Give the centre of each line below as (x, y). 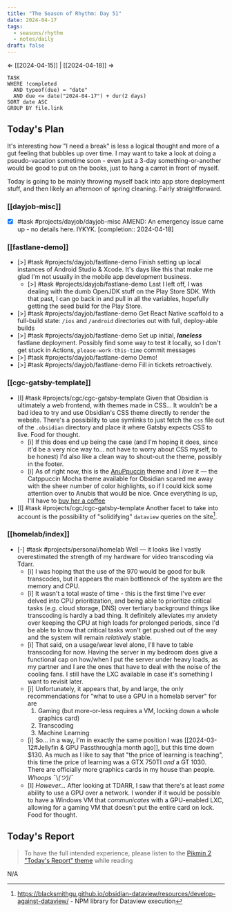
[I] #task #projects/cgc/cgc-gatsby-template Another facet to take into (118, 507)
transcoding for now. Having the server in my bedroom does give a (123, 652)
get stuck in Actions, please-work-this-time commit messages (106, 350)
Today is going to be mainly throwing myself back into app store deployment (116, 181)
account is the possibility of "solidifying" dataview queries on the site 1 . (117, 516)
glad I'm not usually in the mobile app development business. (104, 277)
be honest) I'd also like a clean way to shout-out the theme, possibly (125, 456)
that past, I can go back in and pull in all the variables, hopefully (118, 299)
